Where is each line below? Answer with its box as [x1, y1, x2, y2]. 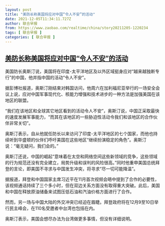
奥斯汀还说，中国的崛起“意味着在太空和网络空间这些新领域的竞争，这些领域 [5, 153, 158, 159]
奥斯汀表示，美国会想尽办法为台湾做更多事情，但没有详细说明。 [5, 216, 134, 222]
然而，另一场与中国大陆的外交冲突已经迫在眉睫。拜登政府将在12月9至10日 [5, 199, 155, 205]
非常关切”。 [9, 120, 33, 126]
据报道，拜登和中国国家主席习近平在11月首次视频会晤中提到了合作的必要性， [5, 176, 160, 182]
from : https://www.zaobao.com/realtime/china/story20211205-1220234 [5, 26, 148, 31]
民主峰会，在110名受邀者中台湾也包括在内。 [9, 205, 98, 211]
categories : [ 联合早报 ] [5, 35, 55, 40]
